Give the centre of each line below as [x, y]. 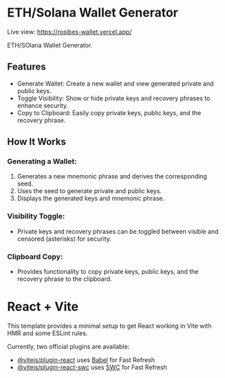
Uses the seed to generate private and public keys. [89, 191]
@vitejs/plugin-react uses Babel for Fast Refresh [86, 359]
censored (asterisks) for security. [64, 239]
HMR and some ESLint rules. [47, 333]
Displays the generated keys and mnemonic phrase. [91, 199]
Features [26, 67]
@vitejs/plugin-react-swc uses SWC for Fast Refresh [92, 367]
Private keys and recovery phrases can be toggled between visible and [118, 231]
